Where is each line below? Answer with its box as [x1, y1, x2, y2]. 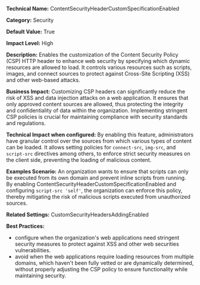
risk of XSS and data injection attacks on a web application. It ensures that [6, 95, 189, 101]
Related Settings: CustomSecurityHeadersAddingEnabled [6, 211, 149, 218]
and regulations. [6, 120, 46, 127]
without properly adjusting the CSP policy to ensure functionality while [14, 266, 188, 273]
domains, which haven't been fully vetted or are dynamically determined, [14, 259, 194, 267]
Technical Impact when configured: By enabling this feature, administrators [6, 131, 194, 138]
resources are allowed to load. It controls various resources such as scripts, [6, 64, 192, 71]
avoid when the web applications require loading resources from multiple [14, 253, 194, 260]
